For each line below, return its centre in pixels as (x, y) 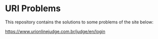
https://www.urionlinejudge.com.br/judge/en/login (55, 31)
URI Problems (33, 9)
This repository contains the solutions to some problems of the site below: (79, 22)
